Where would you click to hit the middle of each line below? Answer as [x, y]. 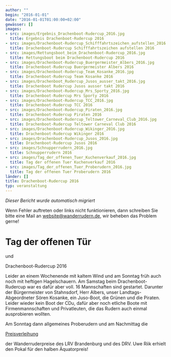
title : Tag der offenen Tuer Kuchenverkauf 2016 [63, 162]
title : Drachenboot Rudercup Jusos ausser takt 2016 [67, 86]
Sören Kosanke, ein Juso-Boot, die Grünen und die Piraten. [98, 298]
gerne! [12, 221]
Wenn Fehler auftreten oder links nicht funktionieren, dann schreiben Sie [82, 210]
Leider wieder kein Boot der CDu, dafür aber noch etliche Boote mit [76, 303]
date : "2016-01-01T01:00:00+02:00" [43, 19]
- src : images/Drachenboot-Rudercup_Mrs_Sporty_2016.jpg [67, 91]
